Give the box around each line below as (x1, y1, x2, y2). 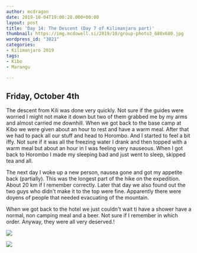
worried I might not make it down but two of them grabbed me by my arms (6, 113, 188, 121)
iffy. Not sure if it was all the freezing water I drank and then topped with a (6, 138, 188, 146)
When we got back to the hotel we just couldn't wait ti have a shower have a (6, 205, 192, 213)
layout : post (6, 20, 38, 26)
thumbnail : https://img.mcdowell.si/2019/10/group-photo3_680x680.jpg (6, 31, 184, 37)
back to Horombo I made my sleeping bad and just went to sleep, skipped (6, 151, 186, 158)
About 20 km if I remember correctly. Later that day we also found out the (6, 182, 186, 189)
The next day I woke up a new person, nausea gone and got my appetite (6, 169, 182, 176)
